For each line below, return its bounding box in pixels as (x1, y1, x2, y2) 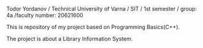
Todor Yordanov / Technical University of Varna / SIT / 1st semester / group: (6, 5, 197, 12)
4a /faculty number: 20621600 (6, 12, 84, 19)
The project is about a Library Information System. (6, 35, 133, 42)
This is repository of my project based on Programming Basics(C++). (6, 24, 180, 30)
